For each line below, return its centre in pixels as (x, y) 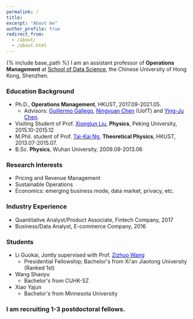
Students (20, 242)
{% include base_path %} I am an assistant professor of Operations (90, 63)
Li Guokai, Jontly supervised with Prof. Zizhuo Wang (80, 255)
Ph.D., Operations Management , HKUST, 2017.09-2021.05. (88, 105)
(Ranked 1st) (39, 268)
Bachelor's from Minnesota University (71, 294)
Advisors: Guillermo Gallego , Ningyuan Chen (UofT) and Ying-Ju (104, 111)
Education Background (40, 91)
